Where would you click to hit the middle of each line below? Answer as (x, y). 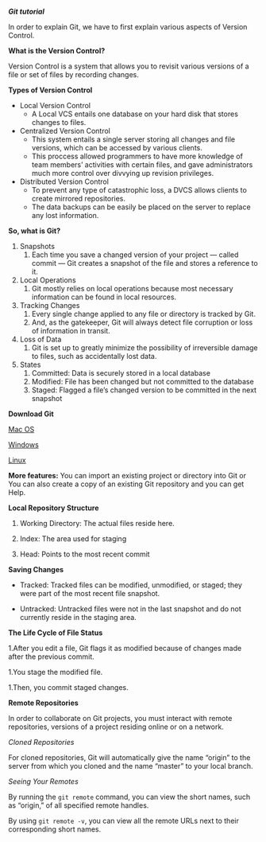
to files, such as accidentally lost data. (94, 356)
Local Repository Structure (54, 508)
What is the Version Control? (57, 51)
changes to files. (59, 122)
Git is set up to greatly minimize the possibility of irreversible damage (145, 348)
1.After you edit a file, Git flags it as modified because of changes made (125, 648)
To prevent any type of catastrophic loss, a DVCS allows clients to (139, 190)
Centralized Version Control (65, 131)
